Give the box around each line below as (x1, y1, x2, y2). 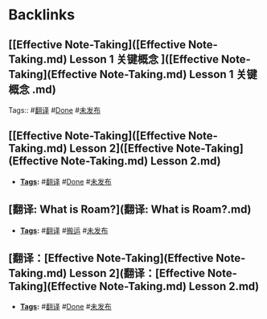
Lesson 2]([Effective (69, 142, 175, 155)
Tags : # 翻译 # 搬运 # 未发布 (19, 226, 109, 235)
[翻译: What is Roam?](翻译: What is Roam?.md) (8, 203, 252, 217)
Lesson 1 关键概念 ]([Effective (69, 52, 220, 66)
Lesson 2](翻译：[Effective (69, 267, 206, 280)
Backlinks (8, 6, 76, 24)
